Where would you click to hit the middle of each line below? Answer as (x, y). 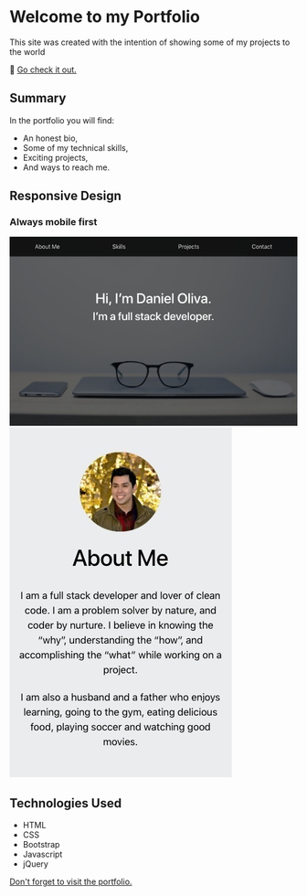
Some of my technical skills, (75, 147)
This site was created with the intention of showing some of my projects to (150, 42)
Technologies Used (65, 803)
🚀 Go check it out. (43, 69)
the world (27, 51)
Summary (38, 98)
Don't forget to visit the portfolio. (71, 882)
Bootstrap (41, 845)
